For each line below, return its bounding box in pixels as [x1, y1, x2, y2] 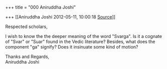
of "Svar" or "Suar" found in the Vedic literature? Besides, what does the [5, 38, 155, 44]
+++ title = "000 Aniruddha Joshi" [5, 4, 76, 10]
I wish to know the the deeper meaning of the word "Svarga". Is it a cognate [5, 33, 162, 39]
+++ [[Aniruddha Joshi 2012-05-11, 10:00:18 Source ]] [5, 14, 116, 19]
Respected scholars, [5, 23, 48, 29]
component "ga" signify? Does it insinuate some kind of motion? [5, 44, 138, 49]
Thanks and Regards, [5, 53, 49, 59]
